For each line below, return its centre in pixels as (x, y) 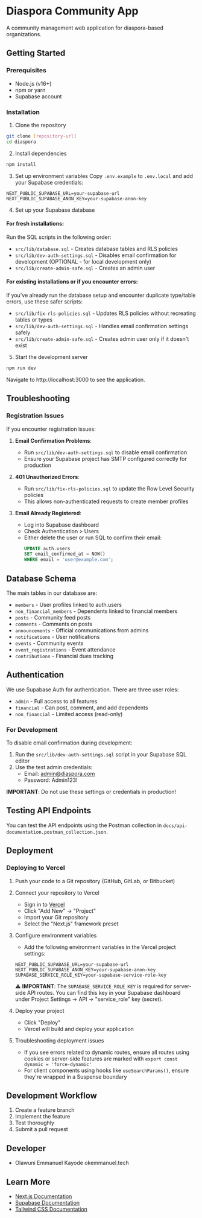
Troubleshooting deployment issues (59, 1040)
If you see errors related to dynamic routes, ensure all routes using (107, 1052)
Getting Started (36, 53)
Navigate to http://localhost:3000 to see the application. (76, 379)
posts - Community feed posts (53, 617)
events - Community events (49, 643)
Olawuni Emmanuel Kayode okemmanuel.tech (72, 1163)
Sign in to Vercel (44, 904)
